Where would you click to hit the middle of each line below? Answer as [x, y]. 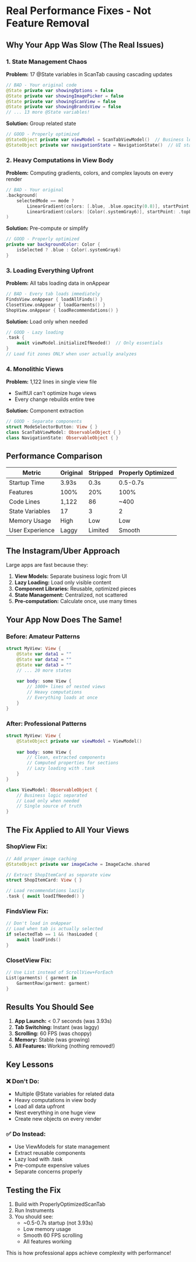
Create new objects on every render [58, 1119]
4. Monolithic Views [35, 369]
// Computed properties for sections [73, 763]
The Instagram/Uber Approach [63, 551]
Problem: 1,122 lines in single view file [52, 382]
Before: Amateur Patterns [43, 636]
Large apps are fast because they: [47, 565]
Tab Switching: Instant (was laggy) [57, 1028]
